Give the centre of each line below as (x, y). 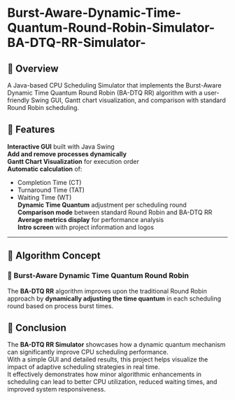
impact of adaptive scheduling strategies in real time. (84, 367)
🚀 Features (31, 130)
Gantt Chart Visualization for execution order (73, 161)
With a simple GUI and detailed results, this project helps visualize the (108, 359)
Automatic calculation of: (45, 169)
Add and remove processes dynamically (67, 154)
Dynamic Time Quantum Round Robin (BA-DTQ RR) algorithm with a (105, 93)
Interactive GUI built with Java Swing (61, 146)
